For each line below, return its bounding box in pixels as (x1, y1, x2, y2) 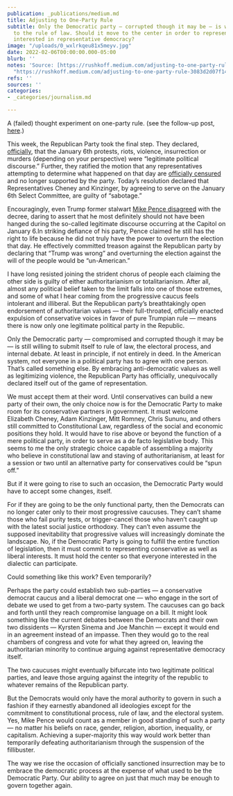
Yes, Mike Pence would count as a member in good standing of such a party (7, 716, 225, 725)
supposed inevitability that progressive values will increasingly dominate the (7, 530, 225, 538)
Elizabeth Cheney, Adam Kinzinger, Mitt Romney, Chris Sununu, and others (7, 415, 221, 423)
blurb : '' (7, 55, 36, 62)
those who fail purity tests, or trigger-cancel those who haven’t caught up (7, 515, 218, 524)
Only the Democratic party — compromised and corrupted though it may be (7, 335, 224, 343)
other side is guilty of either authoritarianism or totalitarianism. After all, (7, 277, 211, 285)
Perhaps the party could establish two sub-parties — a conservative (7, 587, 202, 594)
